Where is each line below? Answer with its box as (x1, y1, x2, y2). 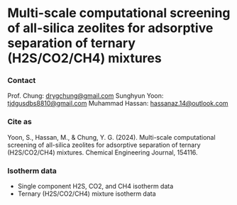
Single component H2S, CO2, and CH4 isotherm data (17, 182, 174, 191)
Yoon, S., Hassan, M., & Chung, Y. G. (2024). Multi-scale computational (7, 133, 216, 141)
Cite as (7, 117, 32, 127)
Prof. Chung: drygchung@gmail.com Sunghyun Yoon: (7, 92, 164, 100)
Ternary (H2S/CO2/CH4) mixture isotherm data (17, 189, 156, 198)
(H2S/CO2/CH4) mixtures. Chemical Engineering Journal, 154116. (7, 148, 198, 157)
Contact (7, 76, 36, 86)
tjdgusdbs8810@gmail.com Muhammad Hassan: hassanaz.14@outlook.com (7, 99, 228, 108)
